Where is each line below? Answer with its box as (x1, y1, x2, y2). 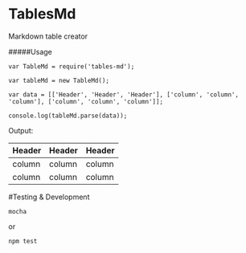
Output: (8, 125, 34, 135)
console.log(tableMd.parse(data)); (8, 112, 128, 120)
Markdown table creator (8, 31, 88, 41)
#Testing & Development (8, 192, 90, 202)
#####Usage (8, 47, 52, 56)
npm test (8, 237, 38, 245)
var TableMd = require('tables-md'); (8, 62, 135, 71)
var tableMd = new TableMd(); (8, 76, 110, 84)
